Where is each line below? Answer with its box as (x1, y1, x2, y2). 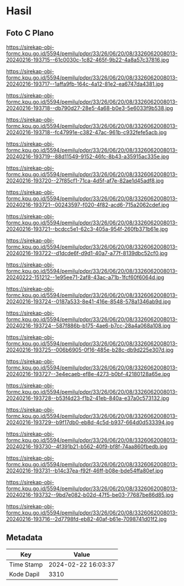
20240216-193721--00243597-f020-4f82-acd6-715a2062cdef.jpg (6, 201, 169, 208)
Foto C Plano (6, 28, 54, 38)
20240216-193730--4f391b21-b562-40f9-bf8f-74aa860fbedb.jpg (6, 443, 168, 450)
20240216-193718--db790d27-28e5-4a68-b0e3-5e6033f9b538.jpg (6, 105, 173, 111)
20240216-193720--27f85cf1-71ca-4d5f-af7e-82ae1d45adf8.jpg (6, 177, 164, 184)
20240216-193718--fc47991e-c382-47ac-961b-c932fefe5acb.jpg (6, 129, 167, 136)
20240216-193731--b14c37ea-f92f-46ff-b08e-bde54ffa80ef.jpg (6, 467, 163, 474)
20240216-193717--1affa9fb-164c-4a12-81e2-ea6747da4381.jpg (6, 80, 164, 87)
